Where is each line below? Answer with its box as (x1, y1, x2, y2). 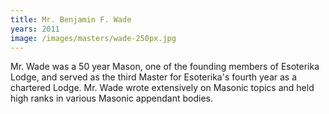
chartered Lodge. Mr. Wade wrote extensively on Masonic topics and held (10, 82, 315, 94)
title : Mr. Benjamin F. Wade (10, 14, 132, 25)
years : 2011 (10, 24, 60, 34)
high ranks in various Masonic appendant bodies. (10, 92, 214, 105)
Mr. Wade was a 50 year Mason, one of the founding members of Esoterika (10, 61, 320, 73)
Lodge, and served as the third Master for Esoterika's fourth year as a (10, 71, 297, 83)
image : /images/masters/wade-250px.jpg (10, 33, 177, 43)
